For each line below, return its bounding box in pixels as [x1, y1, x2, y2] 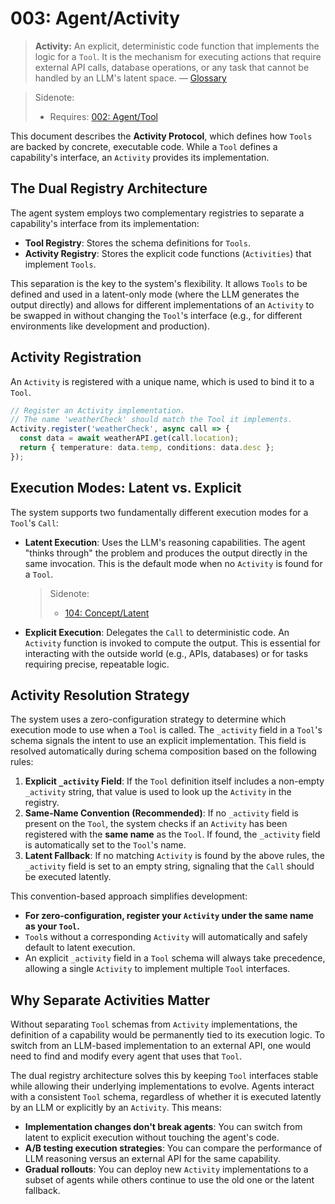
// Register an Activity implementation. [10, 405, 186, 416]
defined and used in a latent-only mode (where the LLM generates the [10, 288, 300, 300]
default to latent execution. [24, 942, 136, 954]
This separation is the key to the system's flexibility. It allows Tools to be [10, 277, 308, 289]
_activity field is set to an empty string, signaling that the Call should [24, 860, 315, 872]
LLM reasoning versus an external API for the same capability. [24, 1153, 281, 1165]
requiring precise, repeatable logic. [24, 658, 170, 670]
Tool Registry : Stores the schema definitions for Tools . [24, 237, 251, 249]
